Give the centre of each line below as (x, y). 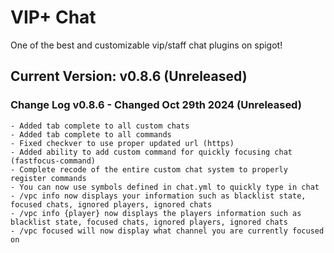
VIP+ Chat (53, 17)
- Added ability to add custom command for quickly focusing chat (151, 152)
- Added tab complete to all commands (91, 134)
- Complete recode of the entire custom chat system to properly (149, 169)
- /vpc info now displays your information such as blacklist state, (158, 196)
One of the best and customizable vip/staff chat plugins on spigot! (146, 45)
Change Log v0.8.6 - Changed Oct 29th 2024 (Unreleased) (156, 105)
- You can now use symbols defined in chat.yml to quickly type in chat (165, 187)
